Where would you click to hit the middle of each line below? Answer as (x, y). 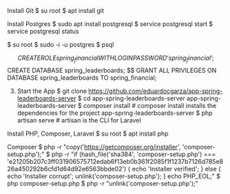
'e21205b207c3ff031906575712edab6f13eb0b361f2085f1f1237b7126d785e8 (115, 161)
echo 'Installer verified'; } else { (177, 169)
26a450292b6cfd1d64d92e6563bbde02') (67, 169)
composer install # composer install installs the (150, 105)
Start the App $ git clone (52, 91)
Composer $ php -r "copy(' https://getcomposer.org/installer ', (94, 147)
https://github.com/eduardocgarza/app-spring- (156, 91)
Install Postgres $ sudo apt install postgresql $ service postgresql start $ (110, 24)
